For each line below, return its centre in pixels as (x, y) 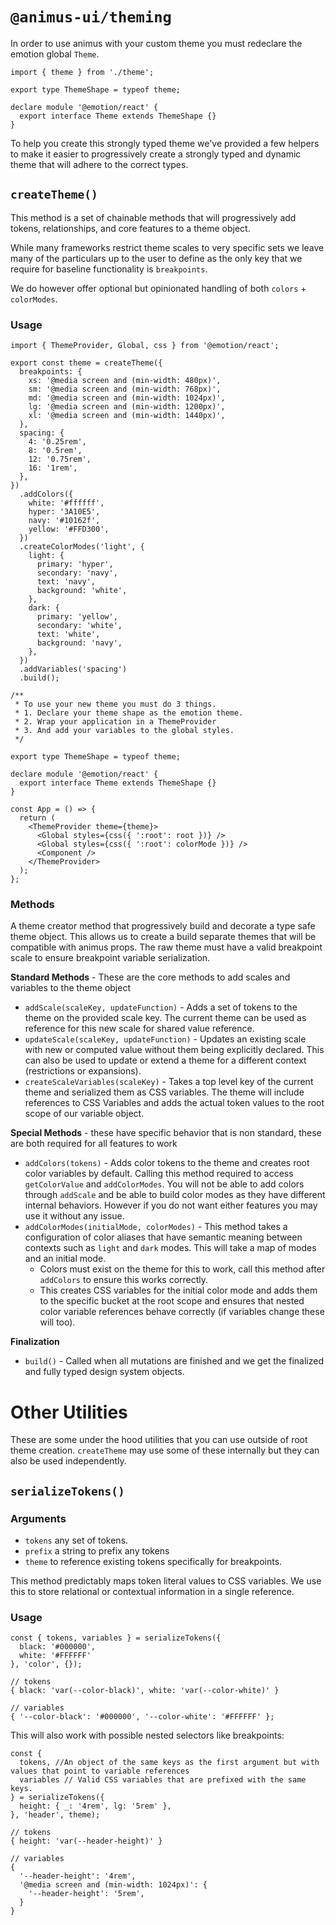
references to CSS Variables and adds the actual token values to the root (174, 1103)
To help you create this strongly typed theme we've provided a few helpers (165, 143)
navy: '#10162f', (64, 521)
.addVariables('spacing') (73, 669)
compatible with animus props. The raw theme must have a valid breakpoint (166, 947)
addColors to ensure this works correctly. (124, 1280)
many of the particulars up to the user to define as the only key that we (156, 258)
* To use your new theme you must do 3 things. (115, 704)
